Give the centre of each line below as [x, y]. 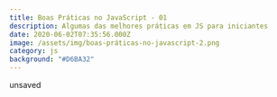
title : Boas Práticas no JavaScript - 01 [88, 18]
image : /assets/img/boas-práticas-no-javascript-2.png [115, 43]
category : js [34, 51]
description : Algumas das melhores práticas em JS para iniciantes [139, 26]
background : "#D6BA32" [52, 59]
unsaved [25, 85]
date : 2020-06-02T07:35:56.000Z [70, 34]
